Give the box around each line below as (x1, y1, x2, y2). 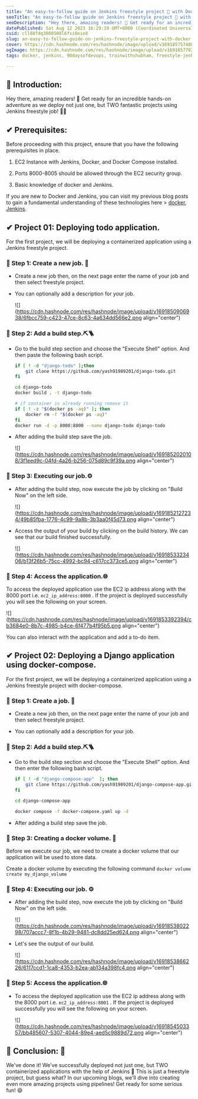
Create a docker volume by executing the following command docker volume (6, 865, 192, 872)
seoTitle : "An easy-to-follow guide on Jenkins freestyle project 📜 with (6, 14, 192, 20)
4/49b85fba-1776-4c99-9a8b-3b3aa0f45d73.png (14, 515, 137, 523)
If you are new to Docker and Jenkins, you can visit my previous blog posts (6, 193, 189, 200)
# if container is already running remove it (14, 401, 128, 407)
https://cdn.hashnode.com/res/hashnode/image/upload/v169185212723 (16, 509, 192, 516)
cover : (6, 42, 22, 48)
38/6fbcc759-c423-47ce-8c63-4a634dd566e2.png (14, 314, 142, 321)
